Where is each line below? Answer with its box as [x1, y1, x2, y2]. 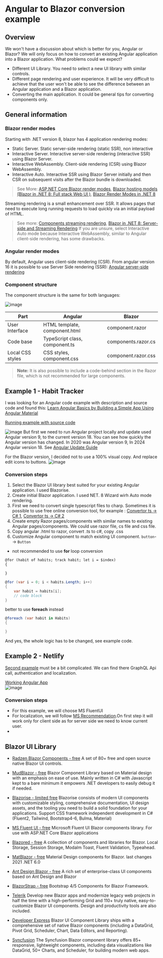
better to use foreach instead [5, 607, 64, 612]
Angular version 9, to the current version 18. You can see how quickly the [5, 434, 151, 440]
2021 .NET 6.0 [12, 859, 41, 865]
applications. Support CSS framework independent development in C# [12, 810, 153, 816]
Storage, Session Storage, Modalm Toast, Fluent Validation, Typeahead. [12, 844, 156, 850]
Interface [7, 328, 28, 334]
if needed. [12, 785, 33, 791]
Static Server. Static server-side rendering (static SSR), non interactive [12, 146, 153, 151]
